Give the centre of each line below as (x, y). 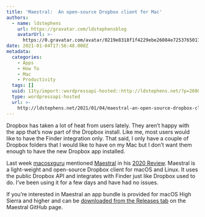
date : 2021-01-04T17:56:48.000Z (47, 46)
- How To (28, 68)
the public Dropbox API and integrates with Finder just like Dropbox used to (101, 176)
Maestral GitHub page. (35, 207)
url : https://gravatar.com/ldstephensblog (72, 29)
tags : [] (23, 86)
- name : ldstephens (37, 23)
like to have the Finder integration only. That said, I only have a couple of (98, 138)
